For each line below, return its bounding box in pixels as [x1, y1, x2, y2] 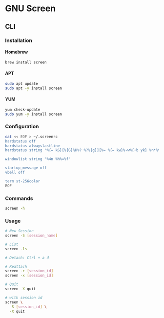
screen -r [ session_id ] [5, 269, 54, 274]
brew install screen [5, 60, 47, 65]
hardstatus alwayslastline [5, 143, 60, 148]
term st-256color [5, 179, 41, 183]
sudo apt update [5, 81, 38, 86]
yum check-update [5, 107, 41, 112]
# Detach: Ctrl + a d [5, 255, 49, 260]
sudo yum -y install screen [5, 112, 62, 117]
